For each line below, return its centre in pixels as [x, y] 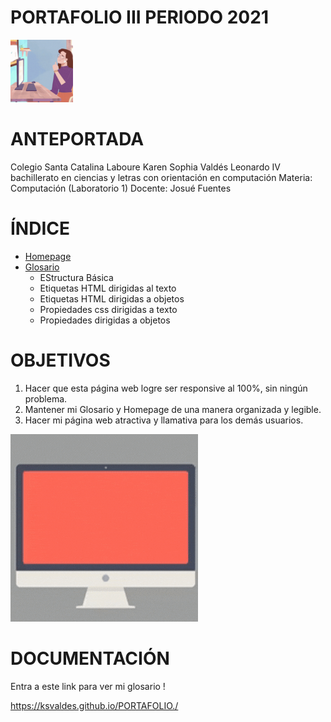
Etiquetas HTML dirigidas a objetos [112, 298]
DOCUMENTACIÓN [90, 658]
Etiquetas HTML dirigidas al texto [108, 288]
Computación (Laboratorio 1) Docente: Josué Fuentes [121, 188]
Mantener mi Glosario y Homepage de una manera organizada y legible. [173, 409]
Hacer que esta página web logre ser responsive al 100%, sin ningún [166, 388]
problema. [46, 398]
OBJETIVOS [60, 360]
